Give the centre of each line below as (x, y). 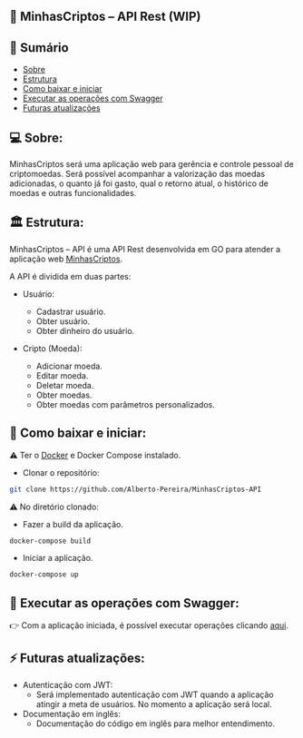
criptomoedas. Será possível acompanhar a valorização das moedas (137, 174)
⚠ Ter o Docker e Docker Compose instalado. (95, 455)
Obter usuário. (63, 321)
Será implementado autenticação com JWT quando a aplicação (155, 694)
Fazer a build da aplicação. (73, 524)
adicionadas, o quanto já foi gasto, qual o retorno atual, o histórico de (139, 183)
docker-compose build (50, 541)
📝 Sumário (39, 48)
